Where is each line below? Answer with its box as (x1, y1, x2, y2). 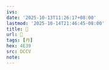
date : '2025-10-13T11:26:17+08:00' (6, 15, 97, 21)
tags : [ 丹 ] (6, 37, 33, 43)
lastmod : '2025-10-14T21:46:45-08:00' (6, 20, 105, 26)
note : (6, 54, 20, 60)
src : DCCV (6, 49, 32, 55)
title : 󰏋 (6, 26, 29, 32)
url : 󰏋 (6, 32, 23, 38)
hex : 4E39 (6, 43, 32, 49)
